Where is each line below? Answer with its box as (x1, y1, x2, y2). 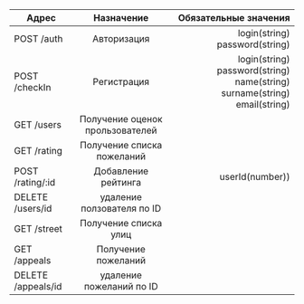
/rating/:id (14, 176, 56, 188)
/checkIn (14, 81, 52, 93)
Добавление (93, 165, 149, 177)
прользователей (84, 124, 157, 137)
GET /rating (14, 145, 63, 157)
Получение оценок (79, 113, 163, 125)
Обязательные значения (177, 12, 290, 24)
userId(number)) (219, 171, 290, 183)
